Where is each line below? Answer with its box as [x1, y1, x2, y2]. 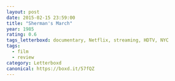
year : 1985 [6, 26, 34, 32]
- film [12, 49, 29, 55]
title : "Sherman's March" [6, 20, 72, 26]
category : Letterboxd [6, 60, 62, 66]
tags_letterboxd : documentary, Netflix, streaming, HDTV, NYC [6, 37, 169, 43]
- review [12, 54, 34, 60]
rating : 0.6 [6, 32, 37, 38]
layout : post [6, 9, 40, 15]
